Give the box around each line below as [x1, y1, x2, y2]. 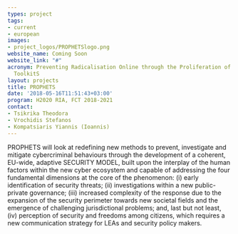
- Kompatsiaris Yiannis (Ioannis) [7, 123, 110, 131]
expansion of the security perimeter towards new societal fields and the [7, 195, 219, 204]
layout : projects [7, 76, 59, 84]
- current [7, 24, 37, 31]
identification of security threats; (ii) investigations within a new [7, 180, 194, 189]
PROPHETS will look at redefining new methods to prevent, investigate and [7, 143, 227, 151]
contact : [7, 103, 33, 111]
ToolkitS [14, 70, 40, 77]
